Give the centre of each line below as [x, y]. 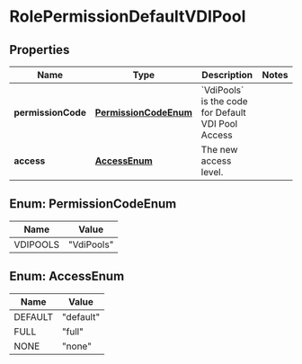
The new [219, 150]
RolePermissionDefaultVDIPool [128, 17]
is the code [225, 101]
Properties [40, 50]
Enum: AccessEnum [67, 276]
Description [227, 75]
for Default [224, 112]
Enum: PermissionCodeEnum [93, 204]
